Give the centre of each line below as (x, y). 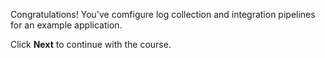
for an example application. (66, 25)
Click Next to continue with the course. (91, 44)
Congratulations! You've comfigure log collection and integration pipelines (163, 14)
